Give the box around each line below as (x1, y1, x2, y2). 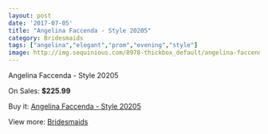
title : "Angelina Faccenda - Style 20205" (8, 26, 152, 34)
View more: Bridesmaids (8, 117, 89, 126)
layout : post (8, 11, 52, 20)
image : (8, 49, 30, 57)
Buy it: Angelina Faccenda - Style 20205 (8, 101, 141, 111)
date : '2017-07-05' (8, 19, 73, 27)
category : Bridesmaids (8, 33, 84, 42)
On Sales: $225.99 (8, 86, 71, 96)
